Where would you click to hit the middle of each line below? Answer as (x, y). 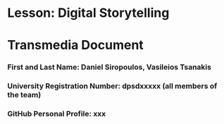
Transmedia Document (76, 45)
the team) (24, 95)
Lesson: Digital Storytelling (88, 13)
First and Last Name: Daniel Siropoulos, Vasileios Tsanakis (109, 67)
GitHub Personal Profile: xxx (57, 114)
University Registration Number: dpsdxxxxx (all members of (112, 86)
